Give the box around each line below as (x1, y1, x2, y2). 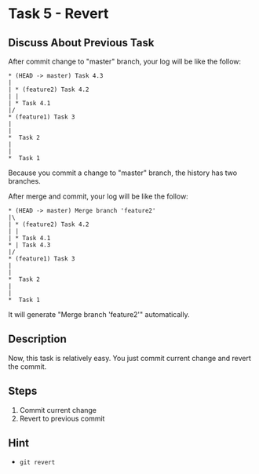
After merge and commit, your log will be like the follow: (8, 191, 188, 201)
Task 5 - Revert (8, 5, 109, 23)
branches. (8, 177, 41, 185)
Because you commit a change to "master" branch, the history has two (8, 168, 238, 177)
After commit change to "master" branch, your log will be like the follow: (8, 57, 242, 66)
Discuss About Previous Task (8, 36, 155, 49)
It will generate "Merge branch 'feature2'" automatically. (8, 310, 190, 319)
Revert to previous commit (19, 414, 105, 423)
